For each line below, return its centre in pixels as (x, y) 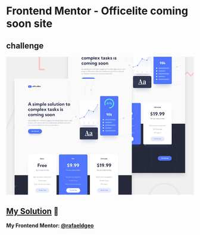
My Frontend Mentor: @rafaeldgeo (50, 225)
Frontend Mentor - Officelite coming (97, 11)
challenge (25, 46)
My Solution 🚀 (32, 211)
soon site (29, 24)
